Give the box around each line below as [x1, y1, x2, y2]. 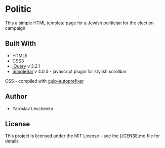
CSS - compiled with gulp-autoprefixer [5, 78, 84, 84]
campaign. [5, 25, 27, 31]
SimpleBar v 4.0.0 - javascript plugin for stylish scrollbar [12, 68, 127, 74]
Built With [5, 40, 36, 48]
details [5, 138, 19, 144]
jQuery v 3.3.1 [12, 63, 41, 69]
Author [5, 93, 27, 101]
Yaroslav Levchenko [12, 105, 53, 111]
